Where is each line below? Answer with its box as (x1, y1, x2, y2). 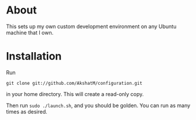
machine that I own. (6, 29, 54, 36)
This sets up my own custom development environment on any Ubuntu (6, 23, 177, 30)
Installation (6, 50, 62, 63)
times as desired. (6, 108, 48, 115)
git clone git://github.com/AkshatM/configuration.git (6, 80, 143, 86)
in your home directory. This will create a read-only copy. (6, 90, 145, 97)
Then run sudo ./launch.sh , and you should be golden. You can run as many (6, 102, 191, 109)
